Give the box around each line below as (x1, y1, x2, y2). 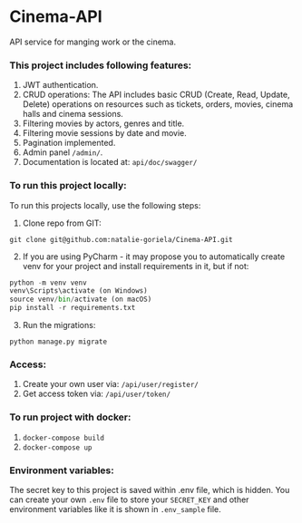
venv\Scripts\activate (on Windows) (9, 286, 148, 295)
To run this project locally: (9, 179, 127, 192)
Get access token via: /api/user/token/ (22, 388, 170, 400)
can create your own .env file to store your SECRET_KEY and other (9, 494, 249, 505)
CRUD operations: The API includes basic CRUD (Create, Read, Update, (22, 89, 290, 101)
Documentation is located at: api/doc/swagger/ (22, 157, 198, 168)
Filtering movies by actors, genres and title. (22, 118, 185, 129)
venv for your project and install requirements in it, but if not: (22, 260, 249, 271)
